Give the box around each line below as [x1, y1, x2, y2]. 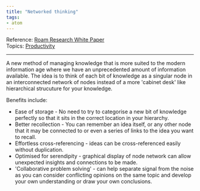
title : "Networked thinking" [6, 8, 79, 15]
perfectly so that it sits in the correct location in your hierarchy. [14, 115, 170, 122]
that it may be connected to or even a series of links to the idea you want [14, 127, 194, 134]
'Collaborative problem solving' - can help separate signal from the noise [14, 165, 194, 172]
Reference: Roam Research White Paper [6, 36, 105, 44]
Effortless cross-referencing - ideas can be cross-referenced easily [14, 140, 181, 147]
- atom [6, 20, 23, 26]
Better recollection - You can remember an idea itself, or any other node [14, 121, 192, 128]
